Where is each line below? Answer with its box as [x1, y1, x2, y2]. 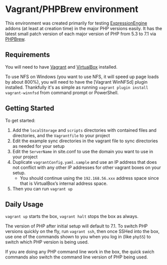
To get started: [5, 117, 36, 123]
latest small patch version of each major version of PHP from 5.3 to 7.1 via [5, 31, 156, 37]
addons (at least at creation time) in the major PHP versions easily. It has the [5, 25, 162, 31]
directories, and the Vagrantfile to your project [12, 132, 110, 138]
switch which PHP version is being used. [5, 239, 89, 245]
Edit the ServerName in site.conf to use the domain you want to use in [12, 148, 153, 154]
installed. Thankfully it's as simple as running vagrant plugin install [5, 84, 148, 90]
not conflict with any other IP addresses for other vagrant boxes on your [12, 164, 161, 170]
